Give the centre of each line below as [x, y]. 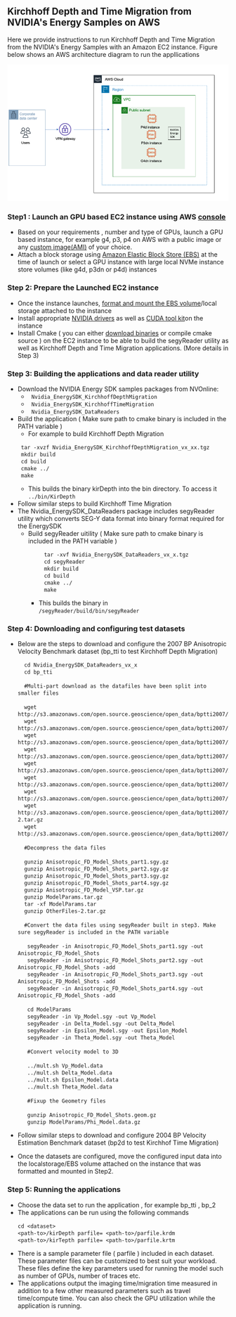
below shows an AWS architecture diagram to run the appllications [104, 54]
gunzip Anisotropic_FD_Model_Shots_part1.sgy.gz [97, 862]
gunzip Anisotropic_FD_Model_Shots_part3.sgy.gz [97, 876]
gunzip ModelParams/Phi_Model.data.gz [84, 1122]
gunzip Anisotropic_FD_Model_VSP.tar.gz [84, 890]
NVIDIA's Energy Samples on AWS [84, 23]
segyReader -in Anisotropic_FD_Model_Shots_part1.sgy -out [115, 946]
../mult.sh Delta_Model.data [70, 1073]
